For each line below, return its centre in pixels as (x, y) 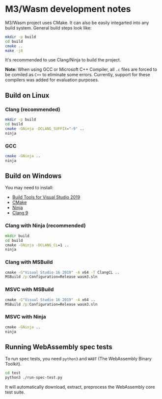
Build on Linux (27, 95)
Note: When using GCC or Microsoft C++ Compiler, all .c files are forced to (81, 69)
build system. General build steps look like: (48, 28)
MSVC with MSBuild (29, 289)
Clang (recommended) (33, 109)
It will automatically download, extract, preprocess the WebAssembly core (80, 387)
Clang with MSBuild (29, 262)
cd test (13, 373)
